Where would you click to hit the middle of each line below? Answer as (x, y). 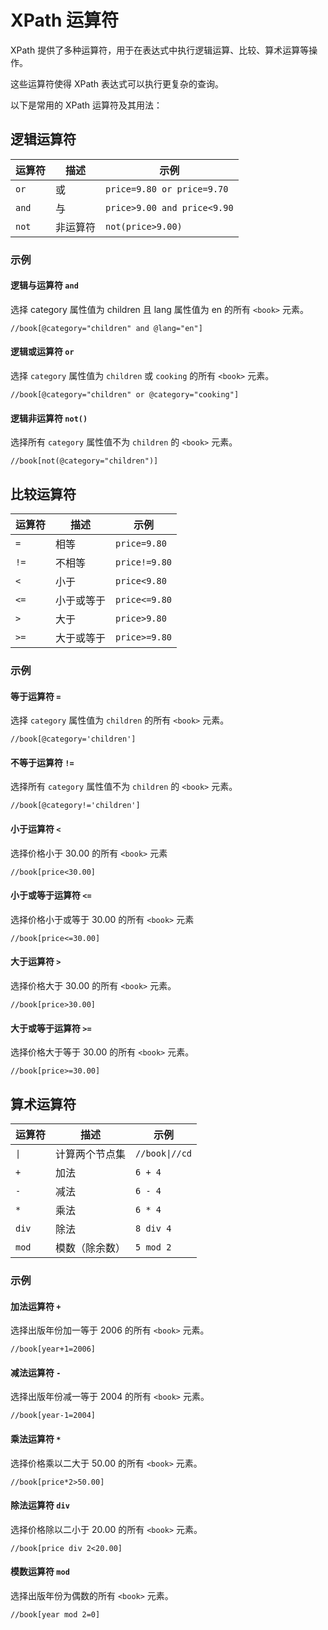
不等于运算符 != (42, 762)
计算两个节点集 (91, 1154)
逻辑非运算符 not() (49, 418)
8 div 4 (153, 1229)
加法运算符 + (36, 1306)
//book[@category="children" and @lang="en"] (106, 328)
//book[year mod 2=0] (55, 1614)
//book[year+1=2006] (53, 1349)
